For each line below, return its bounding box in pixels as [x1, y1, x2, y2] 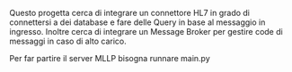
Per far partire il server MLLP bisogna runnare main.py [9, 53, 210, 63]
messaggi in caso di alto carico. [9, 36, 128, 46]
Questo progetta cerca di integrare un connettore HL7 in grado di [9, 8, 250, 18]
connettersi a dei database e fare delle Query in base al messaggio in [9, 17, 266, 28]
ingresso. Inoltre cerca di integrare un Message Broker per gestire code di [9, 27, 283, 36]
